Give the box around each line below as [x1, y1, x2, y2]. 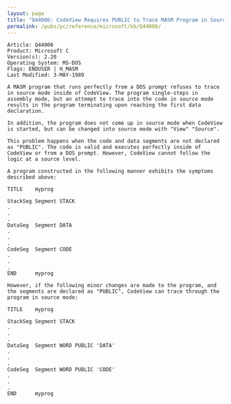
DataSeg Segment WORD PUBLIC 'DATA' [7, 342, 115, 349]
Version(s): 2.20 [7, 54, 57, 60]
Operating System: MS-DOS [7, 60, 81, 67]
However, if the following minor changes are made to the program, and [7, 282, 217, 289]
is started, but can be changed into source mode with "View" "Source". [7, 126, 220, 133]
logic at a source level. [7, 156, 81, 163]
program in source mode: [7, 294, 78, 301]
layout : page [7, 10, 45, 17]
